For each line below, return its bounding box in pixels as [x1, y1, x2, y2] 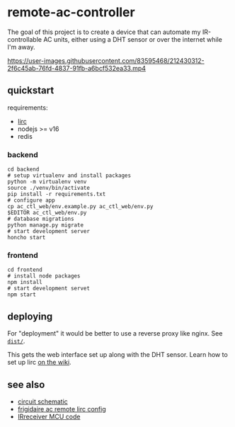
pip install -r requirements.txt [7, 190, 106, 198]
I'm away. [7, 42, 35, 51]
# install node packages [7, 273, 81, 280]
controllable [7, 35, 42, 43]
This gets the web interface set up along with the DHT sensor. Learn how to [7, 351, 228, 359]
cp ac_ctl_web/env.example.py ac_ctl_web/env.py [7, 203, 154, 210]
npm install [7, 279, 42, 286]
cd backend [7, 166, 40, 173]
